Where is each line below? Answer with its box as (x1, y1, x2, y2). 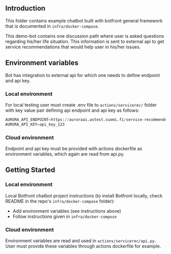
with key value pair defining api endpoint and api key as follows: (5, 107, 139, 113)
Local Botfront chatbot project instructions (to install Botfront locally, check (5, 192, 163, 198)
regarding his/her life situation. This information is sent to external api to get (5, 38, 164, 44)
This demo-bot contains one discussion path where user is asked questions (5, 33, 164, 39)
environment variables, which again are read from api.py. (5, 150, 125, 157)
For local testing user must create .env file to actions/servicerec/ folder (5, 101, 157, 108)
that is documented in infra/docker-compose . (5, 23, 99, 29)
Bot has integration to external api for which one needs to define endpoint (5, 72, 160, 78)
